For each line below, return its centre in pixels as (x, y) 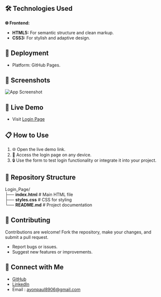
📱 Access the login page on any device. (52, 155)
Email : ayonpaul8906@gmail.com (46, 289)
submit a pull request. (27, 237)
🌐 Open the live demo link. (39, 149)
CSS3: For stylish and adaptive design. (51, 38)
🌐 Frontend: (18, 23)
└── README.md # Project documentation (49, 205)
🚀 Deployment (27, 53)
